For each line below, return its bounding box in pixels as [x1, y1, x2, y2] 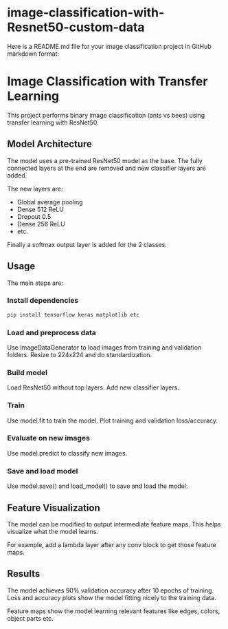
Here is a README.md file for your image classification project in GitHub [7, 42, 212, 50]
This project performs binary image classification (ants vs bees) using [7, 111, 205, 119]
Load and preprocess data [7, 328, 96, 337]
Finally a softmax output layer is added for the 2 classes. [7, 240, 167, 248]
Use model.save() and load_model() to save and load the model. [7, 482, 188, 490]
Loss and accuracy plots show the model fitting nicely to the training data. [7, 593, 216, 601]
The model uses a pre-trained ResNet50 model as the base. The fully [7, 156, 203, 164]
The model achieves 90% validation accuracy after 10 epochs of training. [7, 586, 214, 595]
